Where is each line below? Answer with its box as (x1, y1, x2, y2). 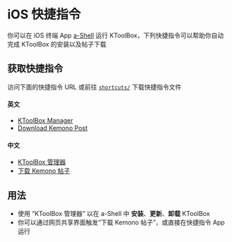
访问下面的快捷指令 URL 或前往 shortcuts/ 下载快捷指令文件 (7, 83, 182, 91)
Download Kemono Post (17, 123, 88, 132)
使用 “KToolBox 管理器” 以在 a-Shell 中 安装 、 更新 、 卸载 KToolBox (17, 209, 210, 217)
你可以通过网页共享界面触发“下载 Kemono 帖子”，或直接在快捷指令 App (17, 218, 226, 226)
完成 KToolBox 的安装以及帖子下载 (7, 40, 107, 48)
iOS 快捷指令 (7, 6, 81, 23)
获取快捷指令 (7, 63, 63, 75)
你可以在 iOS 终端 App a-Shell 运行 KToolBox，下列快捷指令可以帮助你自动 (7, 31, 224, 40)
